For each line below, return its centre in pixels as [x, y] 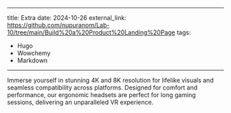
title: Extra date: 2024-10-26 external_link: [67, 18]
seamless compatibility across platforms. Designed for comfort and [102, 88]
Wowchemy [34, 53]
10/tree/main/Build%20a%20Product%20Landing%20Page [91, 32]
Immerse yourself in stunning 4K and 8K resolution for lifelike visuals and [111, 80]
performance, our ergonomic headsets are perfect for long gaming [101, 95]
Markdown [32, 60]
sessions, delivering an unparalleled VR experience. [80, 102]
